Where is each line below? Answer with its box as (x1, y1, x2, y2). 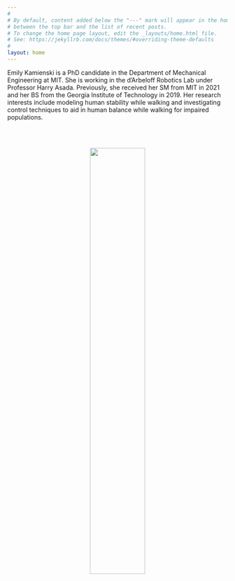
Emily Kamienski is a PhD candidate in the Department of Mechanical (7, 68, 206, 77)
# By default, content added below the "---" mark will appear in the (7, 17, 218, 24)
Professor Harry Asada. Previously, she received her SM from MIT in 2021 (7, 83, 220, 92)
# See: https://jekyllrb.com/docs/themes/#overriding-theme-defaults (7, 36, 215, 43)
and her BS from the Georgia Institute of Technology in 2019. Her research (7, 90, 222, 99)
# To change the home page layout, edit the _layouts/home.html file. (7, 29, 218, 37)
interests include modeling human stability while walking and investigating (7, 98, 221, 106)
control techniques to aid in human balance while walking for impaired (7, 106, 210, 114)
